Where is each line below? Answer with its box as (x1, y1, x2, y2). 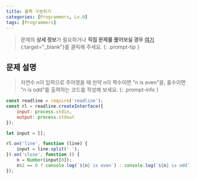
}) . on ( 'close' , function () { (6, 152, 80, 158)
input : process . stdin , (16, 109, 72, 115)
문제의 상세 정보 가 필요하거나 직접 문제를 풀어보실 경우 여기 (20, 36, 154, 43)
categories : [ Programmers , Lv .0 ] (6, 14, 88, 20)
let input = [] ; (6, 130, 46, 136)
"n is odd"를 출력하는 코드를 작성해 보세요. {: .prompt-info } (20, 86, 159, 94)
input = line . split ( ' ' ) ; (16, 146, 80, 152)
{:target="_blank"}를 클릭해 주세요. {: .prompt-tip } (20, 43, 140, 50)
